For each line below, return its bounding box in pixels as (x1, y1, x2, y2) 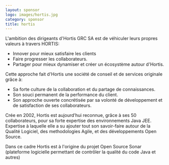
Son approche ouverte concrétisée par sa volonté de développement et (12, 97, 163, 103)
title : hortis (5, 21, 36, 27)
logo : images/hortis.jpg (5, 12, 58, 17)
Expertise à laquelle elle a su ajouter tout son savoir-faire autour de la (5, 123, 151, 129)
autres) (5, 154, 20, 160)
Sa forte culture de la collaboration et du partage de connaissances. (12, 87, 156, 93)
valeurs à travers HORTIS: (5, 41, 60, 47)
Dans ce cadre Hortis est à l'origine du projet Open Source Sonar (5, 144, 142, 150)
